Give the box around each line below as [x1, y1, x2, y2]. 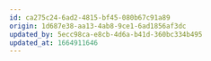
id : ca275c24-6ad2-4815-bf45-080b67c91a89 [9, 13, 171, 22]
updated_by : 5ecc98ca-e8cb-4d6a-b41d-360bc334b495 [9, 30, 203, 39]
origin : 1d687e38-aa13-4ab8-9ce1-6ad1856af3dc [9, 22, 187, 30]
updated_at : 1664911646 [9, 38, 99, 48]
